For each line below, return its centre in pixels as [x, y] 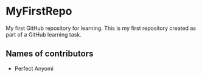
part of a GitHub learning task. [44, 34]
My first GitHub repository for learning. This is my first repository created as [101, 28]
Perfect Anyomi [34, 68]
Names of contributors [50, 54]
